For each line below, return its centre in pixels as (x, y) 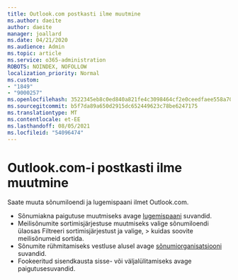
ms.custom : (23, 80)
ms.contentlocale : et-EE (44, 119)
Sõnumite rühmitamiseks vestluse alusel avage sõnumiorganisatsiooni (119, 246)
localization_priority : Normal (53, 73)
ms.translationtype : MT (42, 113)
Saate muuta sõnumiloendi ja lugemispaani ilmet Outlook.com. (98, 202)
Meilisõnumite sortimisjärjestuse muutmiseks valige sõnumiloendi (113, 223)
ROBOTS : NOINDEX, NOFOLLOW (47, 67)
